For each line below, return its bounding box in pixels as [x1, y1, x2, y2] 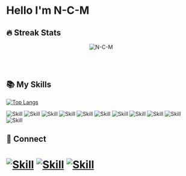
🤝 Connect [6, 134, 46, 144]
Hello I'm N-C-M [6, 4, 90, 17]
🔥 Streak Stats [6, 28, 61, 38]
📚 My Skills [6, 79, 52, 90]
